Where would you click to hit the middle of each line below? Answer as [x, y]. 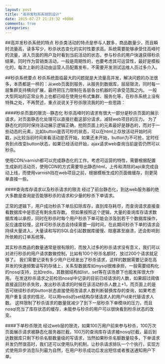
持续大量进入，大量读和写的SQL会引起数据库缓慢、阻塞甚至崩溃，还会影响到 [82, 231]
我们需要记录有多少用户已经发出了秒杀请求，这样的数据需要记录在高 [88, 260]
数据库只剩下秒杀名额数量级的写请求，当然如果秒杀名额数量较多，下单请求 [84, 338]
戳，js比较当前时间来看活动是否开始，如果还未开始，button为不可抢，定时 [80, 138]
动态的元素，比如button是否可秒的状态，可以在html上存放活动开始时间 [81, 132]
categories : [17, 28]
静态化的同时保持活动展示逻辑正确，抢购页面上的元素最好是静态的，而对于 [80, 125]
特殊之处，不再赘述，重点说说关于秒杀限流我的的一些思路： [65, 103]
